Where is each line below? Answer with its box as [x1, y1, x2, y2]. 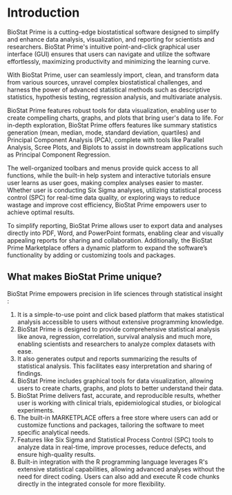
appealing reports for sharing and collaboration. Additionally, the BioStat [7, 236, 213, 244]
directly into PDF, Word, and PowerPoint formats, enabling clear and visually [7, 229, 224, 237]
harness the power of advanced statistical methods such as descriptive [7, 85, 211, 94]
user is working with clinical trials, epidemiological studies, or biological [17, 399, 221, 407]
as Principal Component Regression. [7, 150, 111, 159]
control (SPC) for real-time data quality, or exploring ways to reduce [7, 193, 200, 202]
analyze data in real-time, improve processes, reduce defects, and [17, 442, 206, 451]
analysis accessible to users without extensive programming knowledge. [17, 318, 224, 326]
